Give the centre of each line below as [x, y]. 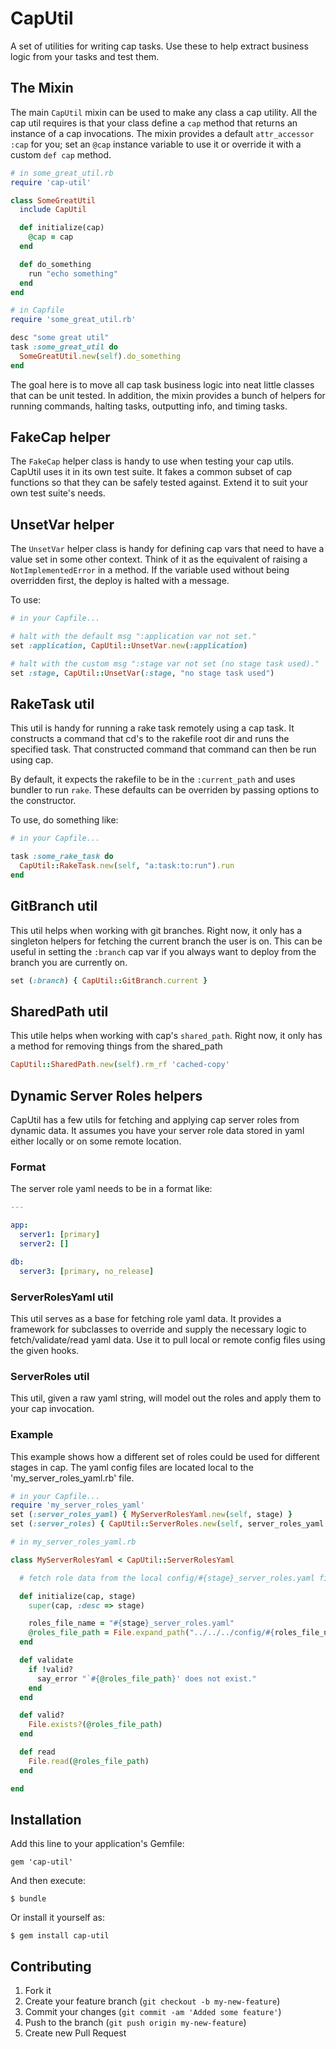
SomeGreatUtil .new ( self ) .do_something [100, 356]
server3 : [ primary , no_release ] [87, 1271]
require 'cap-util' [51, 182]
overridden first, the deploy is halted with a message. [120, 581]
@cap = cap [51, 237]
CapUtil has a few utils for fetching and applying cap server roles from [155, 1120]
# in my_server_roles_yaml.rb [73, 1542]
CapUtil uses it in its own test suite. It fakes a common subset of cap [151, 472]
